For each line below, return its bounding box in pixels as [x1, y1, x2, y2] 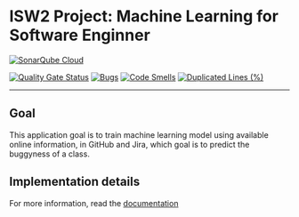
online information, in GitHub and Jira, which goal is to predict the [9, 139, 250, 149]
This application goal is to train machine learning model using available [9, 129, 269, 140]
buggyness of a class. [9, 149, 91, 159]
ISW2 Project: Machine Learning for [9, 6, 279, 27]
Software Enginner [9, 25, 151, 45]
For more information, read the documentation [9, 197, 179, 208]
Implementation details [9, 174, 141, 189]
